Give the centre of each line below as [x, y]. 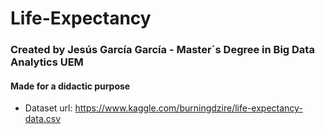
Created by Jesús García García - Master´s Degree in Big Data [162, 50]
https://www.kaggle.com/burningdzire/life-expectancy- [188, 108]
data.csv [43, 119]
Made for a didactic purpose [70, 86]
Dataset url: [48, 108]
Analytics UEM [47, 62]
